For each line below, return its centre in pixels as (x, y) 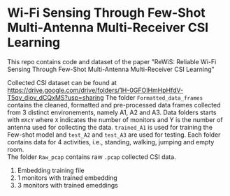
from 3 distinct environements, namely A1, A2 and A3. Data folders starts (112, 112)
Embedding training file (51, 170)
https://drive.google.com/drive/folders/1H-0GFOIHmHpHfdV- (95, 90)
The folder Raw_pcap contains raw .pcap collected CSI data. (92, 157)
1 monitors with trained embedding (67, 178)
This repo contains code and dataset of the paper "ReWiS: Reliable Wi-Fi (112, 61)
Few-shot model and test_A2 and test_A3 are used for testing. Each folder (114, 135)
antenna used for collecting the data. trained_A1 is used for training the (110, 127)
